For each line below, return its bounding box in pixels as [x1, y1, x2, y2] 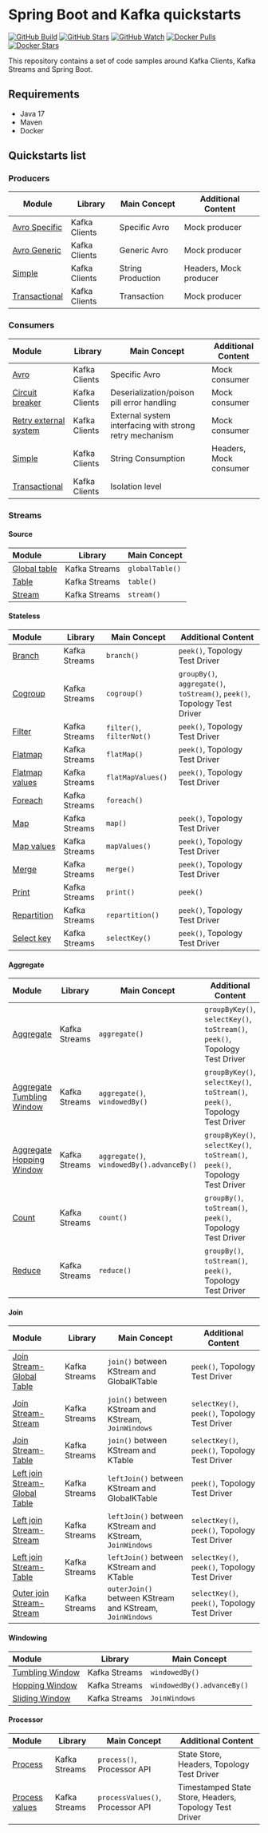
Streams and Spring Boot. [8, 64, 93, 73]
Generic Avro [119, 245, 169, 256]
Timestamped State [178, 1781, 251, 1792]
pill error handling [110, 397, 177, 408]
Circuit [12, 387, 37, 398]
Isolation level [110, 481, 162, 492]
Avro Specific [12, 222, 62, 233]
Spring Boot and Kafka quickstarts [8, 6, 242, 24]
